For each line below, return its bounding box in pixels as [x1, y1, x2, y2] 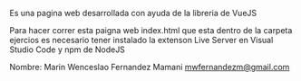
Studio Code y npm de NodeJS [9, 44, 125, 55]
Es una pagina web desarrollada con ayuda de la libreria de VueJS [9, 8, 257, 18]
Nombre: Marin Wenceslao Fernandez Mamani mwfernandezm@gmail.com [9, 62, 290, 72]
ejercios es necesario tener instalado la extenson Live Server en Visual [9, 35, 274, 45]
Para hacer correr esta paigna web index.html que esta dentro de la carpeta [9, 25, 293, 35]
